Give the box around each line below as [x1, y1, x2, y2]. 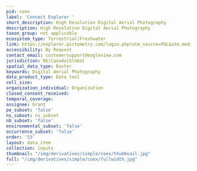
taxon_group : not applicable [6, 31, 77, 36]
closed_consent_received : [6, 90, 69, 96]
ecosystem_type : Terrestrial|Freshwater [6, 36, 107, 42]
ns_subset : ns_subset [6, 112, 59, 118]
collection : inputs [6, 145, 54, 151]
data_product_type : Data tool [6, 74, 80, 80]
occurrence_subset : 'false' [6, 129, 75, 135]
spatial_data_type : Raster [6, 63, 72, 69]
